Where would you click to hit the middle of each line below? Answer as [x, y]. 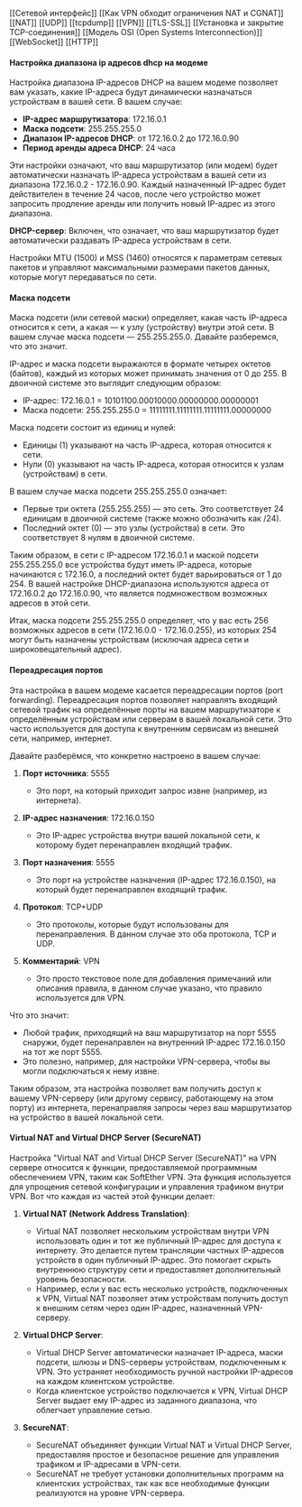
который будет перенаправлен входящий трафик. [132, 889]
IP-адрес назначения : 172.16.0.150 [88, 818]
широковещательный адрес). [66, 650]
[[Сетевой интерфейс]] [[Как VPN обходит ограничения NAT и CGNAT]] [146, 13]
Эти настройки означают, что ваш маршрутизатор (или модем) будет [143, 165]
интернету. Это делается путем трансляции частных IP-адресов [160, 1250]
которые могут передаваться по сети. [83, 277]
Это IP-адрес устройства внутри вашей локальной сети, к [148, 835]
